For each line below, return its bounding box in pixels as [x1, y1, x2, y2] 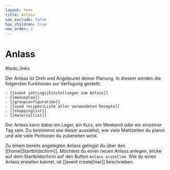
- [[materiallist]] [5, 113, 47, 118]
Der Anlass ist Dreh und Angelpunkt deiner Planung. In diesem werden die [5, 75, 161, 82]
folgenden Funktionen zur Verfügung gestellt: [5, 81, 101, 87]
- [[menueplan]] [5, 95, 40, 100]
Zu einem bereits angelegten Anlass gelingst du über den [5, 142, 126, 149]
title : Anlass [5, 12, 36, 17]
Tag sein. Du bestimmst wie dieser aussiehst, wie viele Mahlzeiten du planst [5, 127, 165, 133]
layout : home [5, 7, 33, 13]
